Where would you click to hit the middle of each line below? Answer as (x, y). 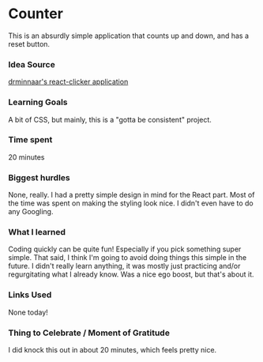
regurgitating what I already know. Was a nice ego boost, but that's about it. (131, 274)
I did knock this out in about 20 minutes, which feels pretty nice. (113, 350)
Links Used (30, 295)
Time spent (30, 140)
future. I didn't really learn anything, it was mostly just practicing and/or (124, 266)
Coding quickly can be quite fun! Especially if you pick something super (125, 249)
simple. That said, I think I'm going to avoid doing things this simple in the (128, 258)
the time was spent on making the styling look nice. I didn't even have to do (131, 203)
